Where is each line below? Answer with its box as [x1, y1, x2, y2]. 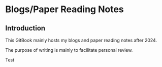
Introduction [5, 24, 46, 32]
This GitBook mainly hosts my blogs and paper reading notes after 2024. [5, 37, 157, 43]
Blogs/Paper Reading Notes [5, 4, 124, 15]
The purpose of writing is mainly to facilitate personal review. [5, 47, 133, 53]
